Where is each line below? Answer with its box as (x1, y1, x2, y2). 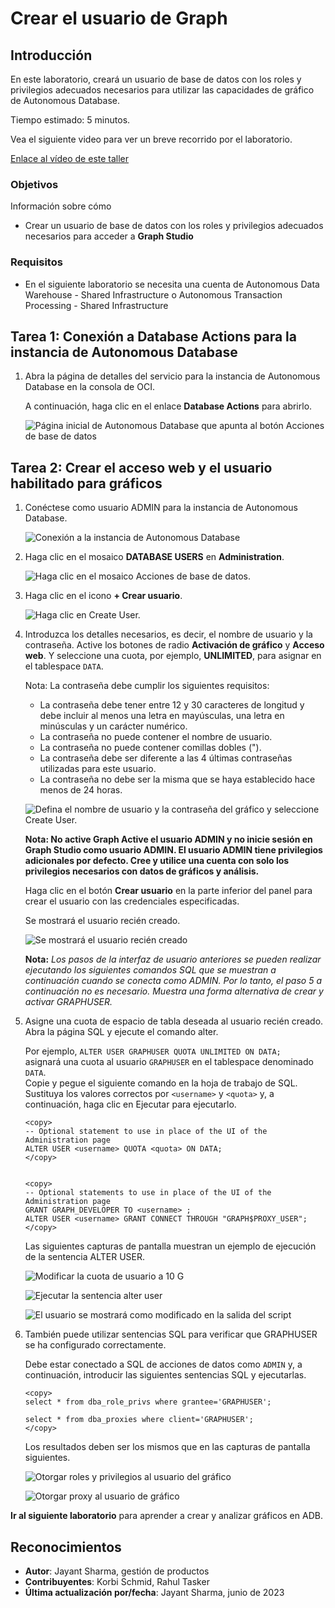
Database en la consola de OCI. (24, 381, 155, 393)
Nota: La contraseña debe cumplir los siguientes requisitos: (24, 680, 270, 692)
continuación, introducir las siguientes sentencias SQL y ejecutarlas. (24, 1369, 307, 1381)
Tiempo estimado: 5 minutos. (10, 114, 131, 126)
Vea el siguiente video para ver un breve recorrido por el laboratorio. (10, 133, 293, 145)
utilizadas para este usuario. (39, 763, 157, 775)
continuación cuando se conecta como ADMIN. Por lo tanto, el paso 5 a (24, 975, 322, 987)
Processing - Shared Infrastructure (24, 299, 169, 311)
